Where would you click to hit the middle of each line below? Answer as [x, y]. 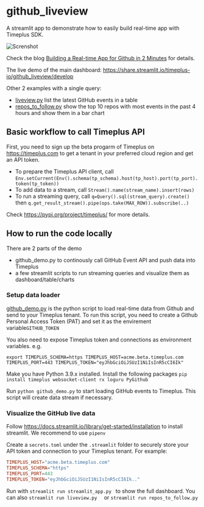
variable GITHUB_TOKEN [33, 327]
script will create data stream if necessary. [60, 397]
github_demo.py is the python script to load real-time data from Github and [100, 308]
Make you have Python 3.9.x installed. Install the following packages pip [97, 374]
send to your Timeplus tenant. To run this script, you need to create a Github [102, 315]
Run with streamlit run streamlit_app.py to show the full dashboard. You [101, 491]
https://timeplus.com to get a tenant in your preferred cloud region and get [100, 153]
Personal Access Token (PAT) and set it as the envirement [79, 321]
